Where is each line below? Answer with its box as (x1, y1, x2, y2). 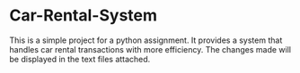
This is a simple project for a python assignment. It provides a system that (9, 35, 283, 45)
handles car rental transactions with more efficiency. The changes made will (9, 44, 292, 54)
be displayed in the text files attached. (9, 53, 151, 64)
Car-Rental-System (9, 5, 158, 26)
